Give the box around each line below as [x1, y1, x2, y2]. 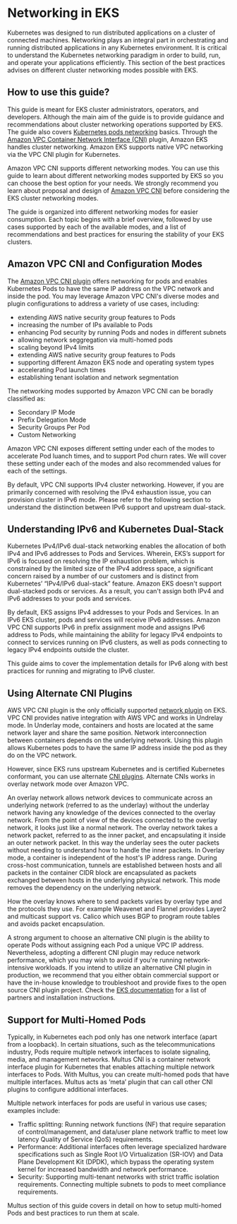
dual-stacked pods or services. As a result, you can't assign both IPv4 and [7, 587, 224, 595]
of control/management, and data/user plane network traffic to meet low [17, 1128, 229, 1136]
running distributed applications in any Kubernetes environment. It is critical [7, 43, 227, 52]
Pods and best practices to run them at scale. [7, 1209, 140, 1217]
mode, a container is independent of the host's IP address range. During [7, 853, 217, 862]
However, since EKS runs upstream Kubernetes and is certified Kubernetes [7, 765, 225, 773]
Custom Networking [17, 430, 76, 439]
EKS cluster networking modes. [7, 194, 99, 202]
